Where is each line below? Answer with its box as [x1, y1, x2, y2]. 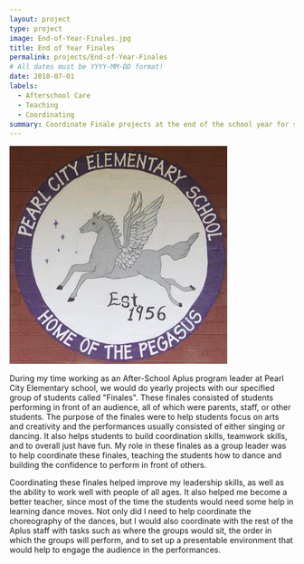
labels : [9, 81, 39, 91]
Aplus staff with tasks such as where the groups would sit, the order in [9, 525, 272, 536]
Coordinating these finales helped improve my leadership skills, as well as [9, 477, 285, 488]
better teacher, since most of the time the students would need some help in [9, 496, 294, 507]
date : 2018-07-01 [9, 72, 75, 81]
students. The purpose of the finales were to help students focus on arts [9, 412, 280, 423]
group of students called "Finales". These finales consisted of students [9, 392, 274, 403]
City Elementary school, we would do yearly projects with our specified [9, 383, 275, 394]
